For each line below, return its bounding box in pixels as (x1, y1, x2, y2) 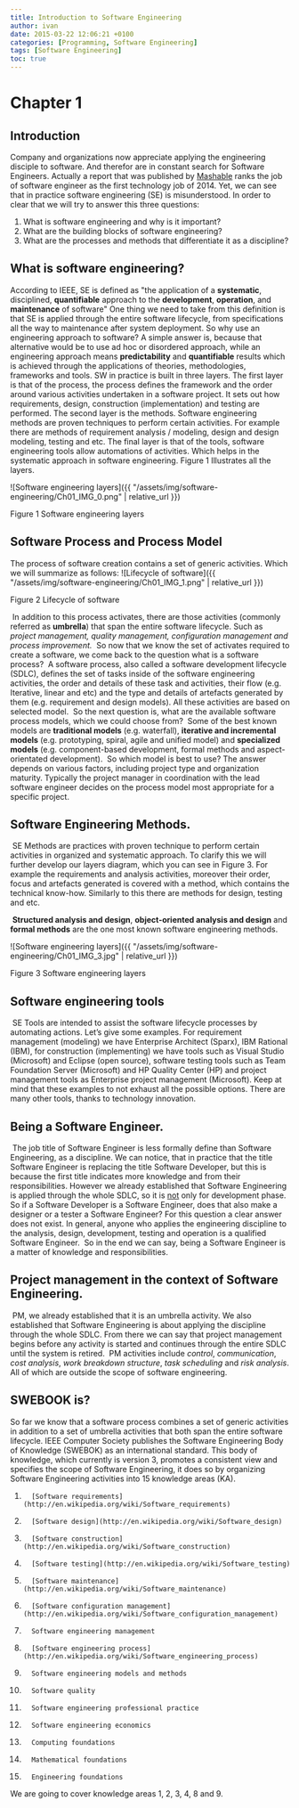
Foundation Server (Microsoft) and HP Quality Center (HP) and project (10, 1065, 267, 1076)
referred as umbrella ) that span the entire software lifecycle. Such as (10, 621, 263, 631)
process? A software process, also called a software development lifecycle (10, 658, 287, 669)
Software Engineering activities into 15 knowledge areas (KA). (10, 1473, 237, 1484)
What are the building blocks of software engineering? (22, 226, 223, 236)
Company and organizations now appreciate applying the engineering (10, 152, 266, 162)
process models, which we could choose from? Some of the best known (10, 715, 278, 726)
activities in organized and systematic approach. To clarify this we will (10, 850, 267, 860)
